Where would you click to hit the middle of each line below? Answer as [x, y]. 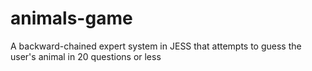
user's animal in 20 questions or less [86, 56]
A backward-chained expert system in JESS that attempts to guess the [156, 46]
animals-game [71, 18]
